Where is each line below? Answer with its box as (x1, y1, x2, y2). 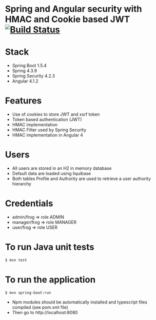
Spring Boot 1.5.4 (12, 62, 47, 69)
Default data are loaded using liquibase (12, 171, 91, 176)
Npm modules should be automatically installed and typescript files (12, 299, 148, 305)
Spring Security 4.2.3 (12, 73, 55, 79)
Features (5, 95, 42, 106)
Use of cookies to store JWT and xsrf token (12, 111, 100, 118)
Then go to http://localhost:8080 (12, 309, 78, 315)
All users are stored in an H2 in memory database (12, 165, 112, 171)
